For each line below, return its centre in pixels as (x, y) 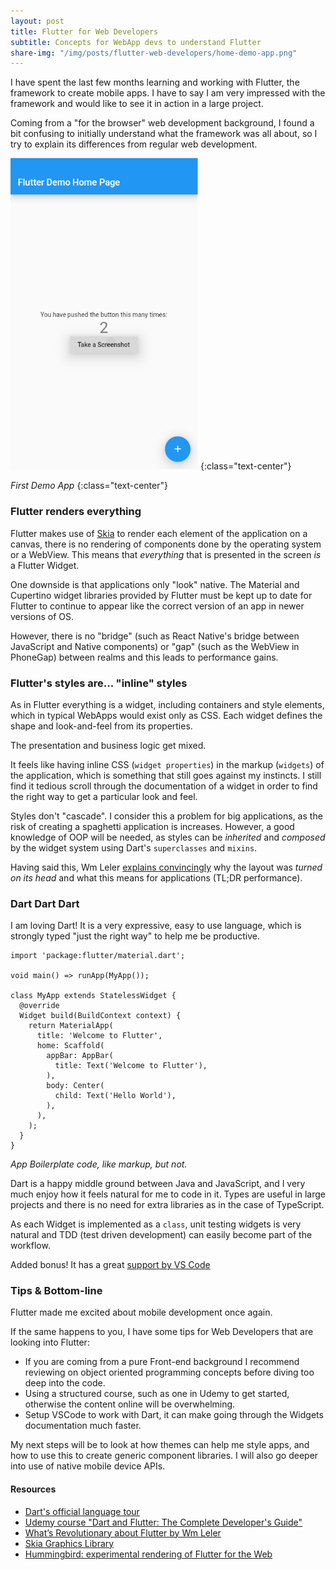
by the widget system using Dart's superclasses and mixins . (134, 847)
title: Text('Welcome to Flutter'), (131, 1066)
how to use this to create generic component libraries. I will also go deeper (164, 1456)
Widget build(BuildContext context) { (100, 1016)
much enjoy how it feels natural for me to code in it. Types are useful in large (168, 1194)
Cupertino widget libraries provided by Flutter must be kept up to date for (161, 595)
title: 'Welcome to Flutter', (99, 1036)
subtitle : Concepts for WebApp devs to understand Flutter (136, 42)
